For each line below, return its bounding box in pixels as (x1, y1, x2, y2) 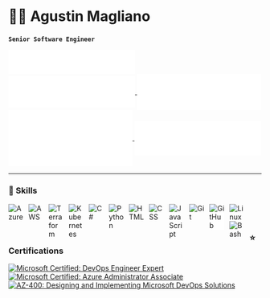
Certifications (8, 245, 64, 256)
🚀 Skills (8, 185, 38, 196)
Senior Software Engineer (8, 35, 95, 43)
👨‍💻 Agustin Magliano (8, 7, 151, 26)
